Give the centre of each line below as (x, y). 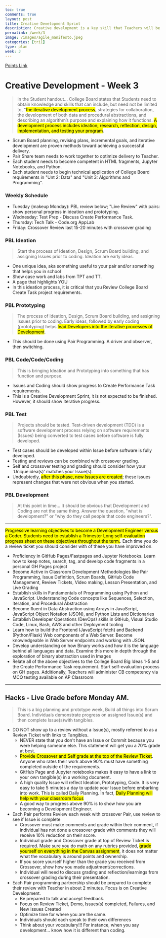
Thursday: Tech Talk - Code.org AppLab (53, 222)
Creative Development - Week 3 (72, 85)
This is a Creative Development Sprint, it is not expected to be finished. (84, 396)
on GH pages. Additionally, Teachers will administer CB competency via (85, 672)
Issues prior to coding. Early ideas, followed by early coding (78, 321)
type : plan (16, 47)
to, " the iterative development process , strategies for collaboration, (85, 110)
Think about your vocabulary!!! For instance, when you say (79, 925)
